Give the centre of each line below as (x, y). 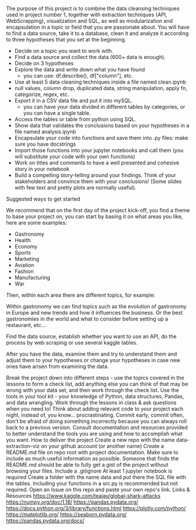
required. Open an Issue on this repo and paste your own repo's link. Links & (98, 490)
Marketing (27, 259)
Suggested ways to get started (43, 199)
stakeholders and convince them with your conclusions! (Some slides (98, 181)
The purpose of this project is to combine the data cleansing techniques (93, 8)
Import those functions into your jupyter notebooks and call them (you (99, 150)
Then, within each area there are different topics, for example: (81, 295)
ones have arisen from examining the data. (58, 366)
